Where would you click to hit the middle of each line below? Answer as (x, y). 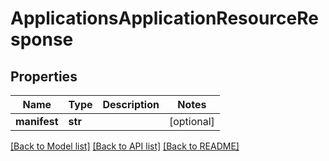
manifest (37, 121)
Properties (44, 76)
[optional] (191, 121)
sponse (42, 39)
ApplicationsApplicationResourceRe (164, 18)
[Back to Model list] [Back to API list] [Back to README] (125, 146)
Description (131, 104)
